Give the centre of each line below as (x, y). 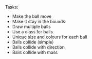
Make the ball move (32, 16)
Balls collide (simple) (33, 42)
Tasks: (12, 7)
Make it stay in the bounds (39, 22)
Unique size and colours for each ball (50, 37)
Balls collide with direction (38, 47)
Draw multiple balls (31, 27)
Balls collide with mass (35, 52)
